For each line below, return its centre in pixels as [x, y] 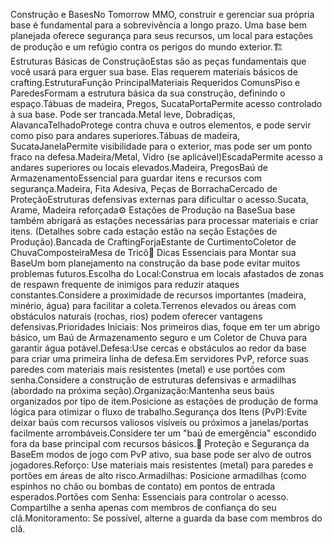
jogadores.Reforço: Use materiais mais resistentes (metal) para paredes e [162, 465]
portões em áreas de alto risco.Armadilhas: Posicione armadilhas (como [158, 475]
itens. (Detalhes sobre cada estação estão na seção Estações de [144, 231]
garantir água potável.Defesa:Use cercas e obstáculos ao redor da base [158, 348]
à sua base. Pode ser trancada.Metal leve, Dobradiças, [123, 114]
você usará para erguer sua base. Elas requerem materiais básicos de [154, 72]
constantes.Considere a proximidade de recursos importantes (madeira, [158, 295]
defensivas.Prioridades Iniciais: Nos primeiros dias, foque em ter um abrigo [165, 327]
